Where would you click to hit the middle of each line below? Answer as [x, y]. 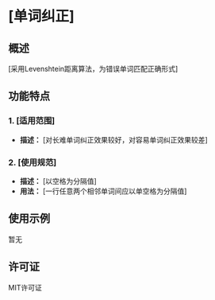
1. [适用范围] [32, 121]
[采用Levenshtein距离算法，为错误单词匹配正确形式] [93, 69]
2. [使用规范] [33, 162]
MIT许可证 [25, 287]
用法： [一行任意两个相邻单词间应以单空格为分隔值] [103, 191]
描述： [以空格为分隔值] [58, 181]
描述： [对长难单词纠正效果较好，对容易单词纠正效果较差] [113, 139]
